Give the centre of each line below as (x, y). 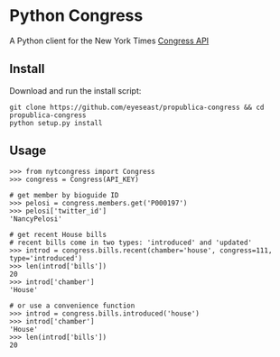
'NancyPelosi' (36, 219)
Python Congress (76, 16)
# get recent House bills (58, 234)
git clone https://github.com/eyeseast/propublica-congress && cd (137, 107)
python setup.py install (56, 123)
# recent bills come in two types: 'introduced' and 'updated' (131, 243)
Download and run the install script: (75, 90)
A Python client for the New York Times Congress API (109, 41)
